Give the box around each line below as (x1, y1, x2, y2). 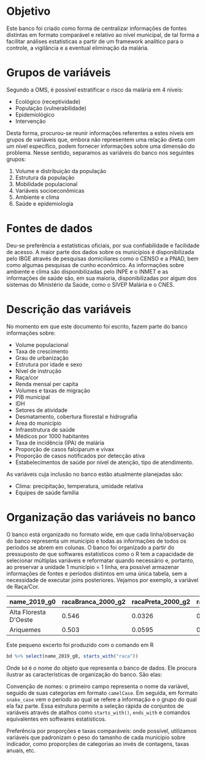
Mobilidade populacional (15, 180, 78, 188)
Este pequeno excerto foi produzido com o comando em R (6, 641, 154, 648)
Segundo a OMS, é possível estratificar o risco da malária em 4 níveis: (6, 86, 184, 93)
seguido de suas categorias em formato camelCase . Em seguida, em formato (6, 689, 198, 696)
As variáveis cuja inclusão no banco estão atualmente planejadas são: (6, 470, 183, 478)
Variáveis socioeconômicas (15, 187, 85, 194)
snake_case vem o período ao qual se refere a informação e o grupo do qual (6, 696, 197, 703)
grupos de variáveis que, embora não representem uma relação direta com (6, 136, 196, 143)
